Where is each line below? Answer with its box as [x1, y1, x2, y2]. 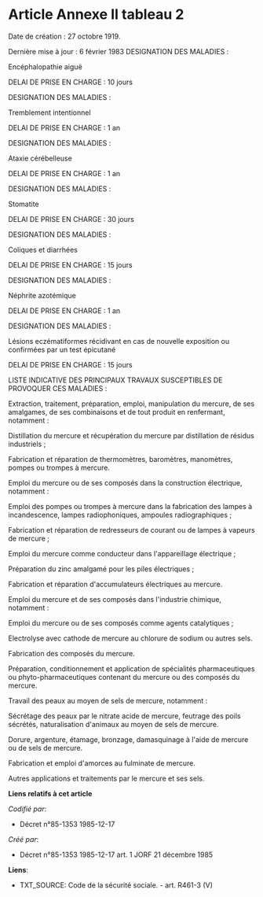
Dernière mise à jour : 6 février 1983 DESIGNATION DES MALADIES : [8, 46, 229, 56]
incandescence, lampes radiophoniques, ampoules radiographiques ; [8, 510, 232, 519]
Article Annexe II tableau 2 [8, 6, 184, 24]
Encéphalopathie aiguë [8, 61, 82, 72]
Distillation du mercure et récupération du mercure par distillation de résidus [8, 430, 255, 440]
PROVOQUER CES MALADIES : [8, 383, 108, 393]
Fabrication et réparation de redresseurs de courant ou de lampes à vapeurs [8, 525, 255, 534]
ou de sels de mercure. [8, 743, 83, 752]
